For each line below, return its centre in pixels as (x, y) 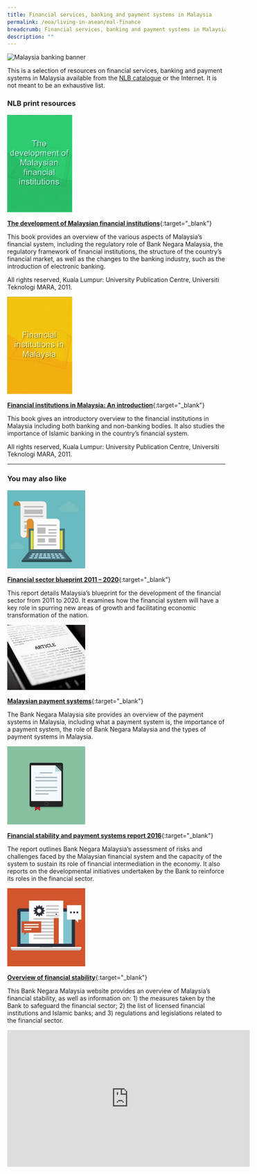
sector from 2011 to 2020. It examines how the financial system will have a (113, 600)
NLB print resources (42, 103)
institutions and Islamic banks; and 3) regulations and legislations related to (115, 1013)
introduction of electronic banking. (56, 266)
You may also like (37, 479)
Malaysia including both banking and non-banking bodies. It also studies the (116, 426)
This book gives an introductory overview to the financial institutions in (108, 419)
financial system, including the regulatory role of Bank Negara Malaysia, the (115, 244)
